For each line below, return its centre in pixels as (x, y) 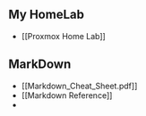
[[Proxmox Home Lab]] (64, 36)
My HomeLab (46, 15)
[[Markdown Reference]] (67, 95)
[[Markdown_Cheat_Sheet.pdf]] (79, 86)
